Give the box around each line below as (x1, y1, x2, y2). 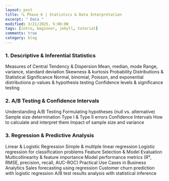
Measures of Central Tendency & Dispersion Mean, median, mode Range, (5, 63, 158, 69)
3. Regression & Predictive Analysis (5, 132, 94, 139)
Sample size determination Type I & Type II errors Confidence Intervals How (5, 114, 163, 120)
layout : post (5, 7, 33, 13)
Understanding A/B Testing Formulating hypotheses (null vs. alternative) (5, 109, 155, 115)
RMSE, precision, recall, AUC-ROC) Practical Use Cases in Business (5, 159, 146, 165)
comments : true (5, 31, 37, 36)
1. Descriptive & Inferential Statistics (5, 52, 96, 59)
